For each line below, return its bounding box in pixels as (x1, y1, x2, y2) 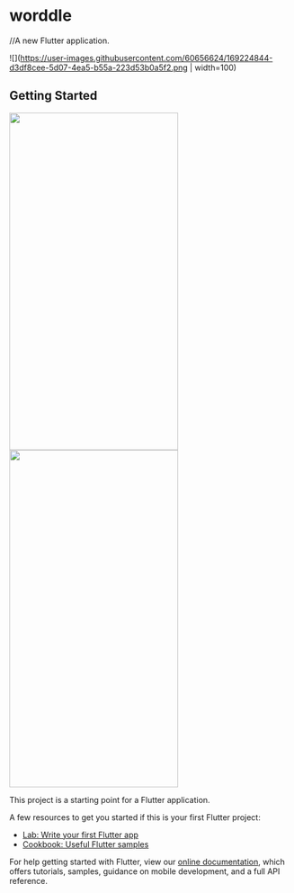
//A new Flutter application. (9, 35, 110, 46)
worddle (9, 5, 72, 26)
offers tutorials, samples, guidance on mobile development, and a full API (9, 865, 281, 877)
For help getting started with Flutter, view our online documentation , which (9, 856, 286, 867)
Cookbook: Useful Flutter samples (22, 838, 149, 850)
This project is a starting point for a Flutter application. (9, 794, 210, 805)
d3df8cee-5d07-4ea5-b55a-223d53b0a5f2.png (9, 62, 189, 73)
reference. (9, 875, 48, 886)
